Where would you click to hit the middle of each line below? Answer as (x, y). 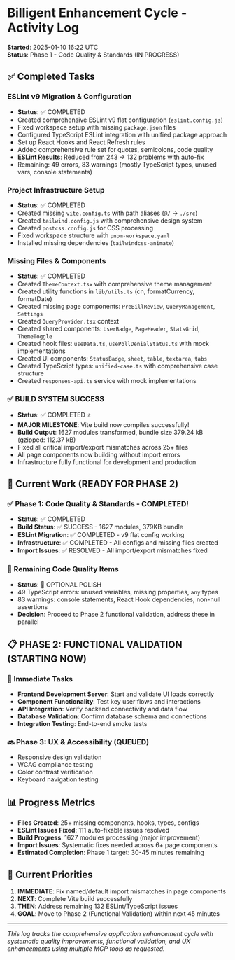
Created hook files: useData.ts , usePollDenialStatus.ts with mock (113, 344)
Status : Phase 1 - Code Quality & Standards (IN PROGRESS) (93, 55)
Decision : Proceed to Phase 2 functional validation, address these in (116, 614)
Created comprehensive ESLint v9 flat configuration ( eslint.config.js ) (120, 120)
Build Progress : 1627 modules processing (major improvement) (109, 837)
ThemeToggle (35, 337)
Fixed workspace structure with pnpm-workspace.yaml (93, 235)
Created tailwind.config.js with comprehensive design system (110, 220)
